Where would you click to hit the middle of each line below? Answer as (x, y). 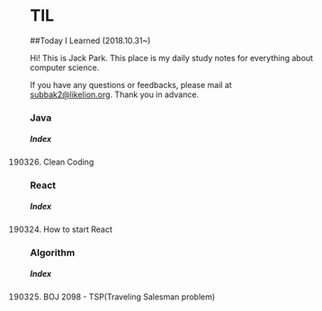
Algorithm (53, 253)
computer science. (65, 67)
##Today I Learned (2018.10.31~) (90, 40)
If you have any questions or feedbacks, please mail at (131, 84)
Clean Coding (68, 162)
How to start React (77, 229)
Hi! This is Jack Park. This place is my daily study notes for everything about (172, 58)
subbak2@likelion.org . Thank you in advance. (114, 94)
